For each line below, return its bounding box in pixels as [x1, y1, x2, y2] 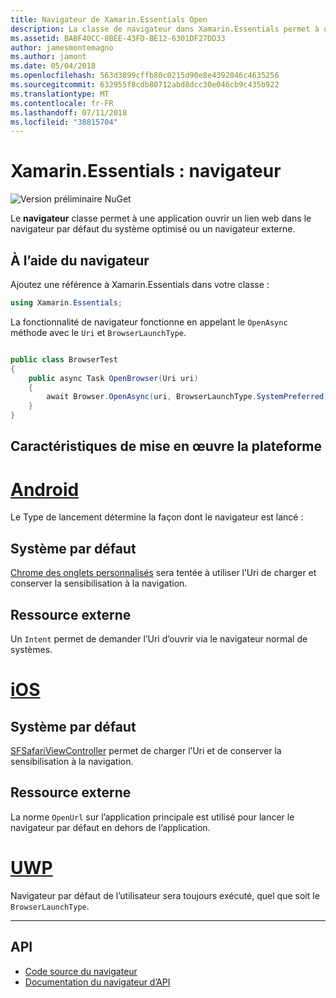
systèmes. [10, 643, 53, 655]
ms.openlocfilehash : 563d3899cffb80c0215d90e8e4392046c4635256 [10, 71, 280, 81]
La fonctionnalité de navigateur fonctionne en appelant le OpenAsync [10, 316, 288, 328]
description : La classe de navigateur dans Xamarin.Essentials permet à [10, 24, 320, 34]
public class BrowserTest [10, 354, 118, 365]
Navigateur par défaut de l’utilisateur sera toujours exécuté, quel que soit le [10, 889, 320, 901]
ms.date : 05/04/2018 [10, 61, 97, 71]
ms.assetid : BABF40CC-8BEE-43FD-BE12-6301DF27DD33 [10, 33, 226, 43]
